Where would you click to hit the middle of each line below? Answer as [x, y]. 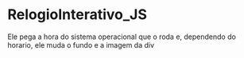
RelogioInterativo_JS [77, 15]
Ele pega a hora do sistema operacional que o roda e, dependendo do [122, 37]
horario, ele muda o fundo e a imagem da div [81, 44]
